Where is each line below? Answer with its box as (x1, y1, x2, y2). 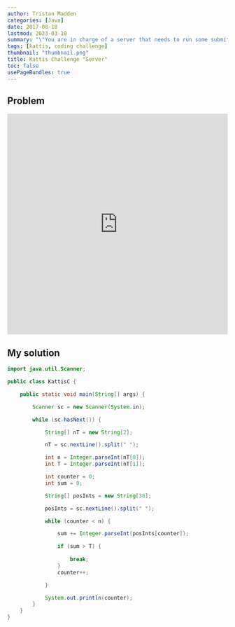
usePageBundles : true (7, 69, 71, 76)
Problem (7, 95, 45, 106)
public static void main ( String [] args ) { (20, 390, 145, 398)
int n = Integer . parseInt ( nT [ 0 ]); (44, 454, 145, 461)
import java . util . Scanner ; (7, 366, 86, 373)
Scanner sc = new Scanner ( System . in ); (32, 404, 145, 411)
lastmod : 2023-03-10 (7, 29, 68, 37)
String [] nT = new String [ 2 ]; (44, 429, 133, 436)
